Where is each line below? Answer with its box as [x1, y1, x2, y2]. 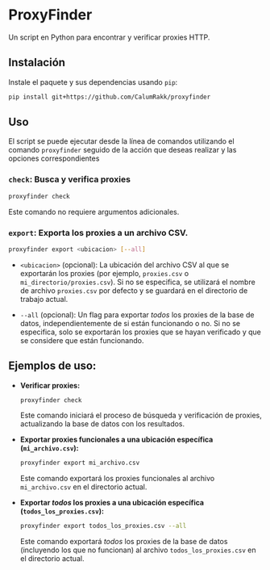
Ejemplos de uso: [8, 359, 97, 373]
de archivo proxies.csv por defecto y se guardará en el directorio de [19, 285, 248, 295]
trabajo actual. [19, 294, 69, 304]
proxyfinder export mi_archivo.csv [19, 459, 140, 467]
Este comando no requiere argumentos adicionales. [8, 207, 180, 216]
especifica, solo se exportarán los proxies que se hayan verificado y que [19, 327, 262, 337]
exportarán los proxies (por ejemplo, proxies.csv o [19, 268, 189, 278]
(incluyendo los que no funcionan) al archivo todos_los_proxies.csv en [19, 545, 256, 555]
